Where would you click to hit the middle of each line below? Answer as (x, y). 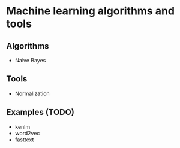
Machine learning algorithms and (91, 11)
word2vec (27, 133)
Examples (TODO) (40, 112)
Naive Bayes (30, 60)
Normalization (32, 93)
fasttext (24, 140)
